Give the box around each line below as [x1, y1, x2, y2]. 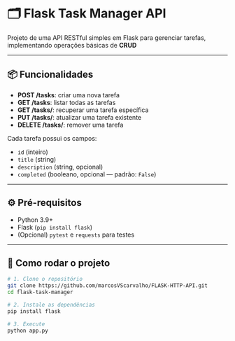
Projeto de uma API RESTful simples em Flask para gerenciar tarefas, [7, 33, 206, 42]
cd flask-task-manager [7, 288, 73, 296]
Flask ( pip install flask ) [17, 223, 93, 231]
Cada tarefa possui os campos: [7, 134, 97, 142]
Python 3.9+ [17, 215, 54, 224]
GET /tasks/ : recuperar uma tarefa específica [17, 106, 149, 114]
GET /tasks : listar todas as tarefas [17, 98, 116, 106]
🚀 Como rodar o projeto [7, 257, 111, 269]
